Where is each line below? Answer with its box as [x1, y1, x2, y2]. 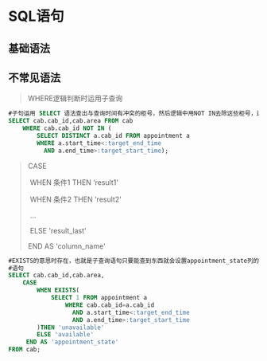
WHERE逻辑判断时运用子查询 [27, 93, 123, 104]
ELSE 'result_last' [29, 226, 87, 235]
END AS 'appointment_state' [25, 338, 119, 347]
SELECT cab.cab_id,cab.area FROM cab [8, 117, 133, 125]
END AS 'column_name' [27, 241, 106, 251]
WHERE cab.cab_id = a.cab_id [64, 300, 155, 309]
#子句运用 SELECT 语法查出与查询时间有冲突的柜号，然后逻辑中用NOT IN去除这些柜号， [8, 109, 257, 118]
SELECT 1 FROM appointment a [50, 294, 148, 302]
